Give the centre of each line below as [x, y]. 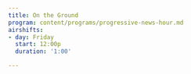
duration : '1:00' [43, 51]
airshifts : [26, 30]
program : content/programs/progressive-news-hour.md [96, 23]
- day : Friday [31, 37]
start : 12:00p [38, 44]
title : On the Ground [43, 15]
